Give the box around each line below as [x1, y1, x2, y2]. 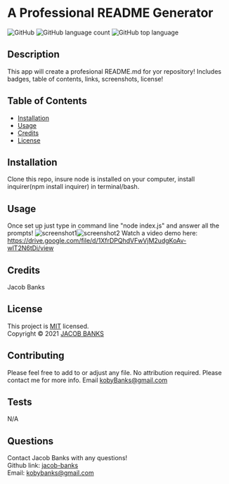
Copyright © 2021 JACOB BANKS [7, 329, 104, 338]
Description [7, 48, 60, 60]
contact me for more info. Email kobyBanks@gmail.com [7, 376, 168, 384]
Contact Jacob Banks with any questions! [7, 454, 128, 462]
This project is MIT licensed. [7, 322, 89, 330]
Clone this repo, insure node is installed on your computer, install [7, 175, 195, 183]
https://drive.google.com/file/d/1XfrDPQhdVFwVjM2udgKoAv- [7, 237, 187, 245]
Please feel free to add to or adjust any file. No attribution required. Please [7, 368, 223, 377]
